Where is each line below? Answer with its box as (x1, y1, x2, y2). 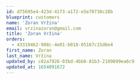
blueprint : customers (6, 14, 60, 20)
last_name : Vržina (6, 53, 52, 59)
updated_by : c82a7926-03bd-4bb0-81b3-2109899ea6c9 (6, 58, 135, 64)
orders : (6, 36, 26, 42)
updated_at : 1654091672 (6, 64, 66, 70)
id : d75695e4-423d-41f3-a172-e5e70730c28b (6, 8, 113, 15)
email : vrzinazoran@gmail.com (6, 25, 82, 31)
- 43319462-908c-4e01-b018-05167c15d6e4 (11, 42, 113, 48)
